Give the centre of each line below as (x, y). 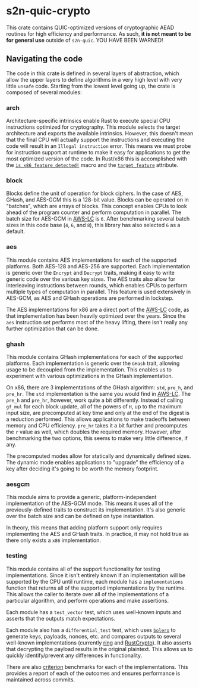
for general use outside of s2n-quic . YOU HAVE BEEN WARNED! (85, 40)
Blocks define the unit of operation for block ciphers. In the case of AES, (94, 193)
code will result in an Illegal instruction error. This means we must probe (99, 146)
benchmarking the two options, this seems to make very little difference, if (97, 438)
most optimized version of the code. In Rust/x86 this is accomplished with (97, 159)
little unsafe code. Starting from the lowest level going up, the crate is (91, 86)
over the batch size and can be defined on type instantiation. (80, 516)
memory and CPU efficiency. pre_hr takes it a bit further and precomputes (97, 425)
